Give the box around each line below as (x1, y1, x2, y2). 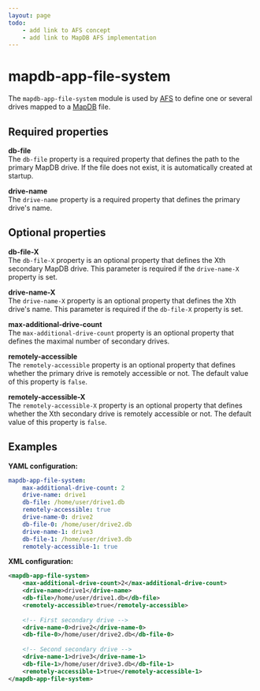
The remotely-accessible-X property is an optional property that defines (8, 400, 243, 410)
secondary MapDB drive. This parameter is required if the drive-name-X (8, 264, 240, 273)
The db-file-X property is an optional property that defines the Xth (8, 255, 226, 265)
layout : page (8, 11, 51, 20)
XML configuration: (8, 557, 73, 566)
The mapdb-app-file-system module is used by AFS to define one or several (8, 94, 253, 103)
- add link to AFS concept (22, 26, 111, 34)
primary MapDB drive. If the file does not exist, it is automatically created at (8, 163, 253, 172)
